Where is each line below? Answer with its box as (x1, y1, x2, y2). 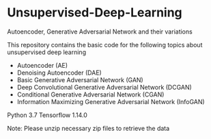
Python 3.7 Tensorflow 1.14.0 (7, 111, 87, 119)
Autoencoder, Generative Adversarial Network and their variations (7, 27, 193, 36)
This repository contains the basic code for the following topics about (7, 40, 203, 49)
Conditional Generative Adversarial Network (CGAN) (16, 90, 165, 99)
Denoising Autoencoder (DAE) (16, 68, 102, 77)
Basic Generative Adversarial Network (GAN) (16, 75, 143, 84)
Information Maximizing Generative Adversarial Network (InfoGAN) (16, 97, 205, 105)
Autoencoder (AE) (16, 61, 68, 69)
